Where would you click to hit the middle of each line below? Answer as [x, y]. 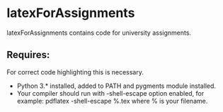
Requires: [28, 55]
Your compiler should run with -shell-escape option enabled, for [110, 93]
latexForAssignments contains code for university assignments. [99, 33]
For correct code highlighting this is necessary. [75, 72]
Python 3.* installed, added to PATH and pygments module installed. [116, 86]
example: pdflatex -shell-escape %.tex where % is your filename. [112, 101]
